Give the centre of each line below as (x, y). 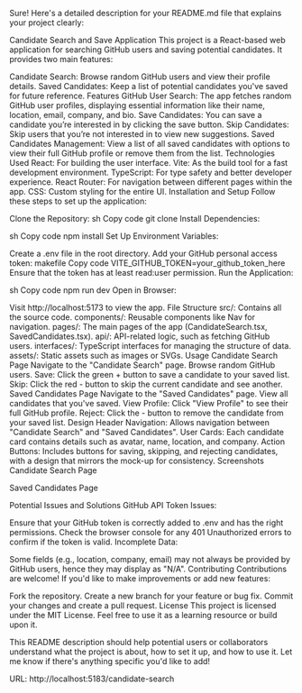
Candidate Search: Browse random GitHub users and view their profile (140, 77)
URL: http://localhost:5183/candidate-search (92, 679)
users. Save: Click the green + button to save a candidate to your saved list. (150, 374)
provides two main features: (61, 59)
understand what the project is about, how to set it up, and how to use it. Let (151, 652)
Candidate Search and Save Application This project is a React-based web (147, 40)
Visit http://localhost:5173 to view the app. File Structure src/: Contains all (146, 307)
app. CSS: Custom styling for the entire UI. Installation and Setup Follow (142, 191)
